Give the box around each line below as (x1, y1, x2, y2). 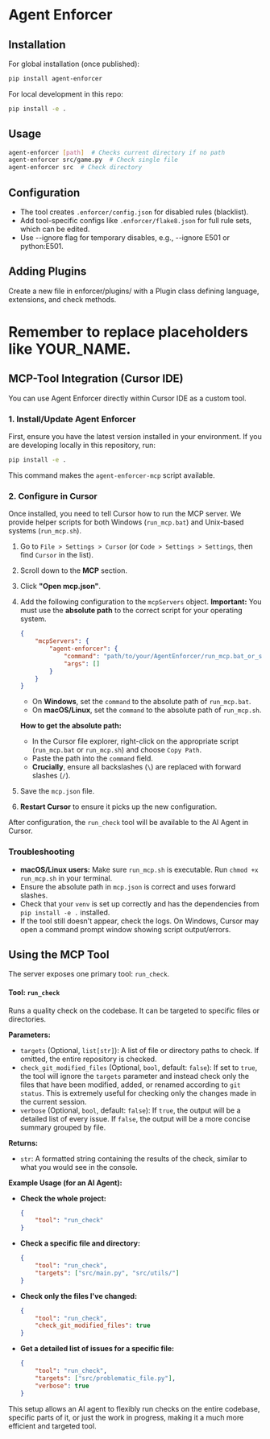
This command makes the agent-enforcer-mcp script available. (8, 470, 215, 480)
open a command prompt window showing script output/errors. (19, 924, 231, 934)
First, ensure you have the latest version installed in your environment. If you (8, 432, 262, 442)
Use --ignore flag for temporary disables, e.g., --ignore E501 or (19, 233, 230, 243)
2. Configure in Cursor (8, 490, 98, 501)
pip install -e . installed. (19, 907, 110, 917)
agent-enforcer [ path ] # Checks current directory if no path (8, 148, 226, 156)
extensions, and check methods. (8, 294, 117, 304)
